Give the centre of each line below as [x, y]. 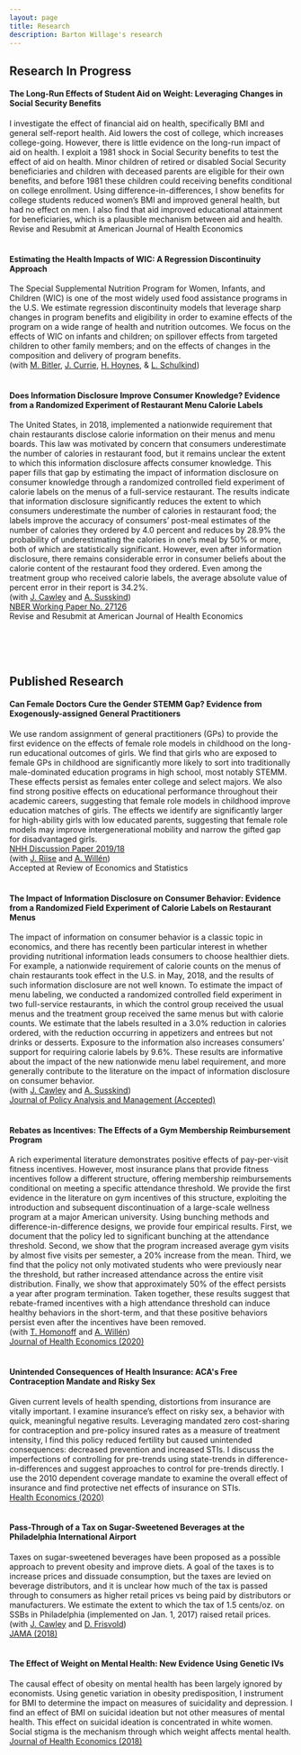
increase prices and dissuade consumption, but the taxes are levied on [140, 1576]
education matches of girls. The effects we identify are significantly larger [146, 810]
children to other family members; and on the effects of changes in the [140, 346]
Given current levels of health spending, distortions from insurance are [140, 1401]
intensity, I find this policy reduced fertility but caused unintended [131, 1440]
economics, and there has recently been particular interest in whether [138, 947]
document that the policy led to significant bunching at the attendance [139, 1236]
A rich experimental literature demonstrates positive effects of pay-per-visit [149, 1159]
